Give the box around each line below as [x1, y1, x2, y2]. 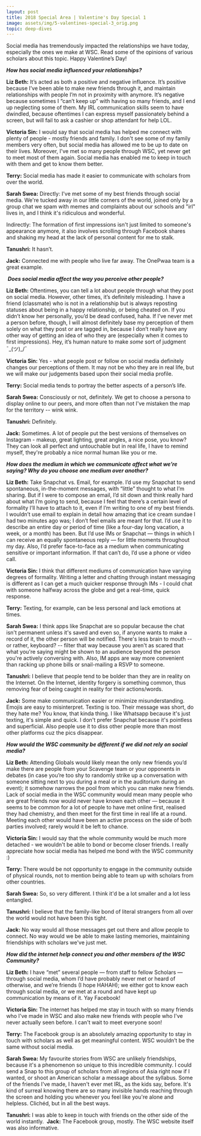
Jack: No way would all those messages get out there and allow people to [6, 926, 189, 934]
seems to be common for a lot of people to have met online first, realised [6, 804, 186, 811]
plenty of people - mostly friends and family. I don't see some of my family [6, 135, 191, 142]
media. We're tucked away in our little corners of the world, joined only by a [6, 196, 193, 204]
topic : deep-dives [6, 25, 52, 32]
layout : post [6, 8, 39, 15]
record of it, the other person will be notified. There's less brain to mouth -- [6, 635, 193, 642]
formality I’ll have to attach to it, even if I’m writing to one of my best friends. [6, 504, 195, 512]
